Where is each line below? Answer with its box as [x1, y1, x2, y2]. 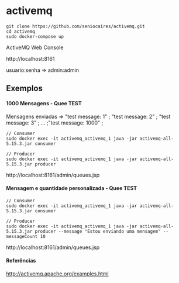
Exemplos [6, 84, 43, 94]
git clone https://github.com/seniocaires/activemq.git [6, 23, 145, 29]
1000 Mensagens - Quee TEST [6, 99, 82, 106]
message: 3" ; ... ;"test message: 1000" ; [6, 119, 104, 126]
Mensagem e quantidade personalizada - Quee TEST [6, 185, 137, 192]
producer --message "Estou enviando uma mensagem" [35, 228, 161, 234]
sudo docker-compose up [6, 33, 64, 39]
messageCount [6, 233, 38, 239]
